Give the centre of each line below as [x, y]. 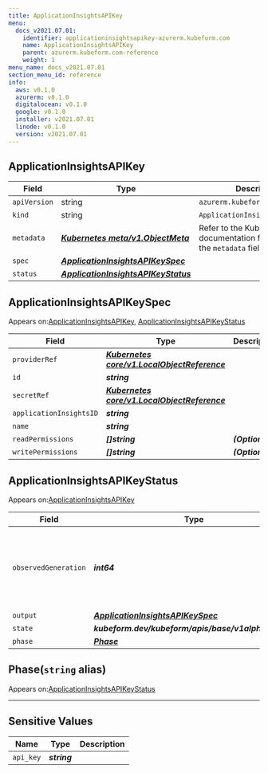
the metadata [223, 248]
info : [17, 82]
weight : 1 [39, 61]
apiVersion [33, 202]
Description [102, 744]
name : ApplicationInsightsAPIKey [78, 45]
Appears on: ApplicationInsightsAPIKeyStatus [82, 689]
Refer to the [221, 228]
